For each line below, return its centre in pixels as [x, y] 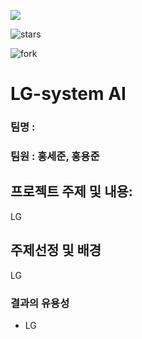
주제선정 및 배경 [56, 250]
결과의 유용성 [40, 303]
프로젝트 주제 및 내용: [71, 191]
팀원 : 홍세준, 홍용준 [55, 157]
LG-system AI [68, 94]
